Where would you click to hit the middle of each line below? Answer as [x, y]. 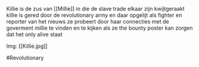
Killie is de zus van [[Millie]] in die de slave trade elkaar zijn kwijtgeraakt [96, 9]
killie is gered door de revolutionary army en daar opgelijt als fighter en [94, 15]
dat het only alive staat [34, 34]
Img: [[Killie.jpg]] [27, 46]
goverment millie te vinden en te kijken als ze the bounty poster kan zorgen [99, 28]
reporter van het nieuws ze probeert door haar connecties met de [88, 21]
